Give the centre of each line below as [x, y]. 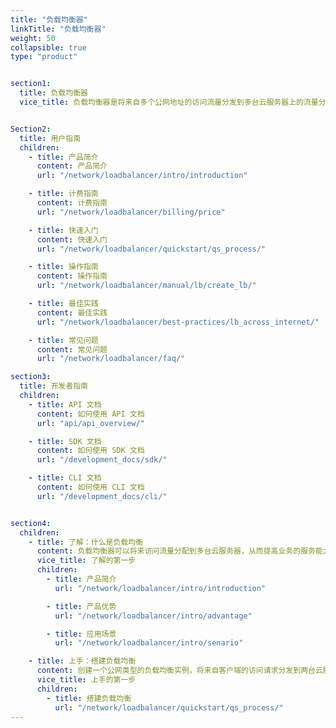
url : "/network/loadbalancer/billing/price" [131, 212]
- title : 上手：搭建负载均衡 [82, 661]
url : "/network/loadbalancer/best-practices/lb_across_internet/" [178, 322]
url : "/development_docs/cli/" [102, 496]
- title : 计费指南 [63, 194]
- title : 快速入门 [63, 230]
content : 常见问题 [72, 349]
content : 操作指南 [72, 276]
